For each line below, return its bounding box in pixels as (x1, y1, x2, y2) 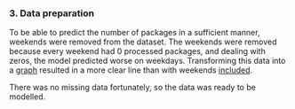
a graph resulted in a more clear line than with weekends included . (9, 65, 253, 75)
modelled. (9, 91, 46, 102)
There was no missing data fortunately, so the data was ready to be (9, 82, 256, 93)
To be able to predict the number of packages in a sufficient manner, (9, 27, 260, 38)
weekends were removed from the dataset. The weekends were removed (9, 36, 277, 47)
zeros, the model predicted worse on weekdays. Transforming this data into (9, 56, 286, 66)
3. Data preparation (9, 7, 95, 19)
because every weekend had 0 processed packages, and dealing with (9, 46, 267, 57)
